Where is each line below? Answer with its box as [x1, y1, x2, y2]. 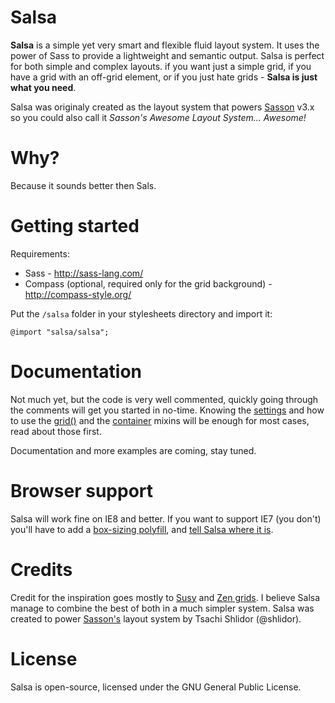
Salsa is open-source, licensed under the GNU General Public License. [10, 681, 302, 693]
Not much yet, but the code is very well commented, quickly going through [10, 393, 319, 405]
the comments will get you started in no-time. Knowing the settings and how [10, 404, 325, 416]
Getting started [10, 215, 140, 238]
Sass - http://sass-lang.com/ [24, 267, 144, 279]
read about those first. [10, 425, 102, 437]
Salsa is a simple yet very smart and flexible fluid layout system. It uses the [10, 39, 320, 51]
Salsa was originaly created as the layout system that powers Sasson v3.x [10, 101, 315, 113]
